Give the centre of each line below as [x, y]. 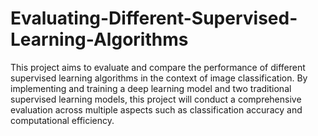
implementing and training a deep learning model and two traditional [151, 88]
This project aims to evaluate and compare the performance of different [158, 67]
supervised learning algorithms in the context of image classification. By [159, 78]
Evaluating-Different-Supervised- [154, 18]
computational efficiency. [62, 120]
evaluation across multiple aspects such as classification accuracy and [156, 109]
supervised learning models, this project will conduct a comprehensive [156, 99]
